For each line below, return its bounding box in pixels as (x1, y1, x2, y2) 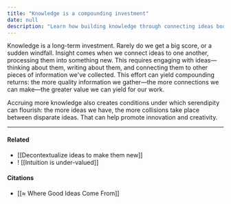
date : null (7, 16, 38, 23)
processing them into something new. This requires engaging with (7, 56, 194, 65)
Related (7, 135, 30, 144)
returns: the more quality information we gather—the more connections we (7, 78, 219, 87)
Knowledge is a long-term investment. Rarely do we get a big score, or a (7, 42, 212, 50)
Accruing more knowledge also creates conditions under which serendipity (7, 99, 220, 107)
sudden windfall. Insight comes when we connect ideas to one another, (7, 49, 209, 57)
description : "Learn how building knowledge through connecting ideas (7, 23, 214, 30)
